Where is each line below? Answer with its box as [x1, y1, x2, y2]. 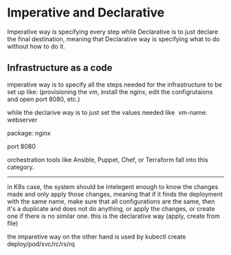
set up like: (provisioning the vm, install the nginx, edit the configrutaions [7, 87, 213, 96]
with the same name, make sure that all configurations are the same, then [7, 197, 215, 206]
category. [7, 163, 34, 171]
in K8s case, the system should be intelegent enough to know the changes [7, 182, 219, 190]
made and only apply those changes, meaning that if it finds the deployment [7, 190, 223, 198]
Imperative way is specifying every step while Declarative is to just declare [7, 27, 219, 36]
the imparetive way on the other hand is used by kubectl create [7, 232, 186, 241]
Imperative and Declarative [7, 5, 165, 21]
